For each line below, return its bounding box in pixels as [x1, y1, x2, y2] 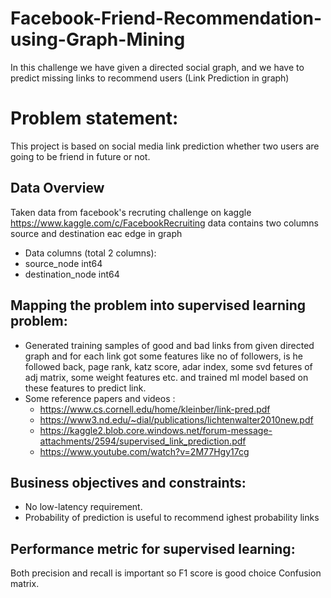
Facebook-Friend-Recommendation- [10, 7, 322, 30]
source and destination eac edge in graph [10, 227, 183, 239]
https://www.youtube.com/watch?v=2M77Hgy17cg [39, 445, 250, 457]
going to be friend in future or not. [10, 150, 151, 162]
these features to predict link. [24, 382, 147, 394]
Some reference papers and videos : [24, 392, 176, 404]
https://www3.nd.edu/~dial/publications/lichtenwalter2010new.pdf [39, 413, 314, 426]
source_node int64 [24, 257, 103, 269]
